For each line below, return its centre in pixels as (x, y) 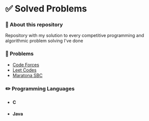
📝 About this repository (34, 24)
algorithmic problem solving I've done (44, 41)
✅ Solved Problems (46, 9)
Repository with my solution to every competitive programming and (75, 35)
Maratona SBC (27, 75)
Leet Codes (24, 70)
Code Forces (26, 64)
